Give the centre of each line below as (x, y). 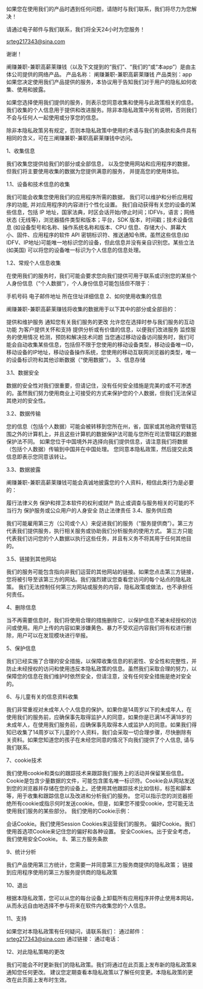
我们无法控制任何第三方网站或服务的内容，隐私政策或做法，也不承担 (103, 587)
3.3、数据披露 (24, 469)
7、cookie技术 (24, 760)
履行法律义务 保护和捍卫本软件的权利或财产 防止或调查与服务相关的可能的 (98, 503)
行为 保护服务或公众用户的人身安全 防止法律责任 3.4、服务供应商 (92, 510)
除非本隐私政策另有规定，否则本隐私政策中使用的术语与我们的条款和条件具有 (101, 130)
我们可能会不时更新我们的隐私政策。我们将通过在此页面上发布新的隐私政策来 (101, 964)
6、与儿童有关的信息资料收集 (42, 696)
